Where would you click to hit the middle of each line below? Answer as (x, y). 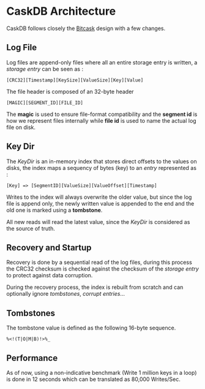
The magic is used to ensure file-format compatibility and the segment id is (102, 114)
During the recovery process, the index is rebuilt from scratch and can (95, 287)
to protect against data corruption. (50, 275)
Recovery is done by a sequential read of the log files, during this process (99, 263)
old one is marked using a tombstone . (54, 210)
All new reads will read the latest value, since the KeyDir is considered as (98, 221)
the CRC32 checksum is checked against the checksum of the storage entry (102, 269)
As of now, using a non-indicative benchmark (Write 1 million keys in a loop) (102, 373)
